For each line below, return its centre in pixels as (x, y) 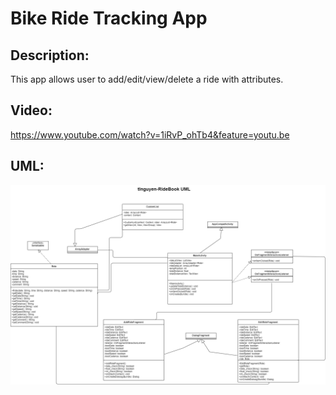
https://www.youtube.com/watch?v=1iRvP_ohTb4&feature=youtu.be (150, 134)
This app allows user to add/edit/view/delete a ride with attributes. (147, 79)
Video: (31, 110)
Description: (50, 55)
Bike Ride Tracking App (109, 18)
